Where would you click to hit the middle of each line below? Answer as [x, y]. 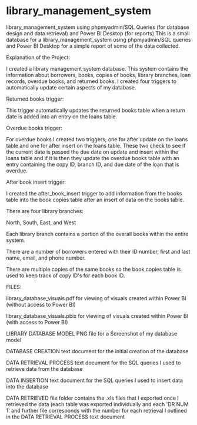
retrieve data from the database [44, 368]
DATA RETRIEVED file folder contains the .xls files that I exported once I [93, 398]
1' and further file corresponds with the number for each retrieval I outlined [96, 410]
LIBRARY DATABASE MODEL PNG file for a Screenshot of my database [92, 333]
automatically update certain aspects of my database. [71, 87]
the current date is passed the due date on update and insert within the [92, 152]
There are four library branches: [45, 211]
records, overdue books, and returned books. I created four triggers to [91, 81]
